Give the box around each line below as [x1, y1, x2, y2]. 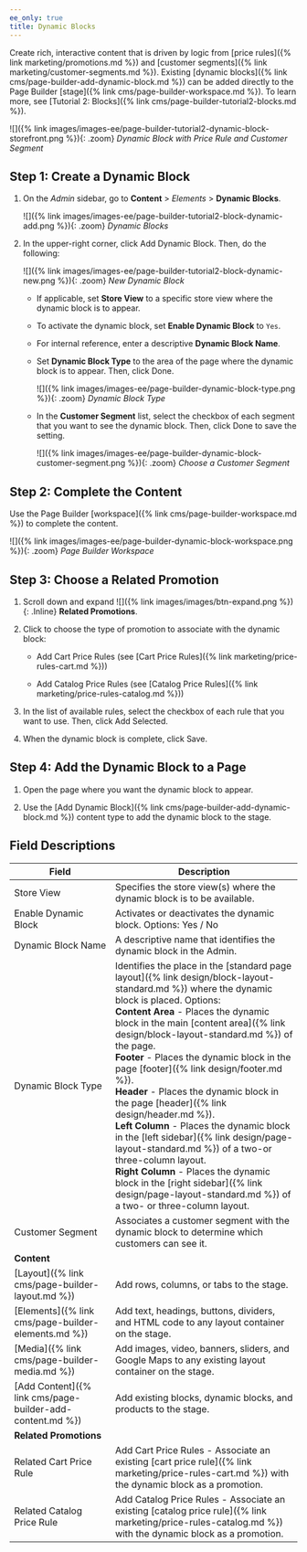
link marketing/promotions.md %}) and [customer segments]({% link [9, 57, 268, 68]
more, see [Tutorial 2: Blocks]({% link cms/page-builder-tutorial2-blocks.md [9, 95, 297, 106]
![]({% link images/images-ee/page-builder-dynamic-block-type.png [36, 383, 296, 394]
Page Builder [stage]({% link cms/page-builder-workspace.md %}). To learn [9, 86, 297, 97]
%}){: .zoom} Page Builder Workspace [9, 546, 154, 557]
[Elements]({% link [14, 1304, 95, 1317]
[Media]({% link [14, 1342, 82, 1355]
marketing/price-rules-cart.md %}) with [114, 1466, 290, 1479]
